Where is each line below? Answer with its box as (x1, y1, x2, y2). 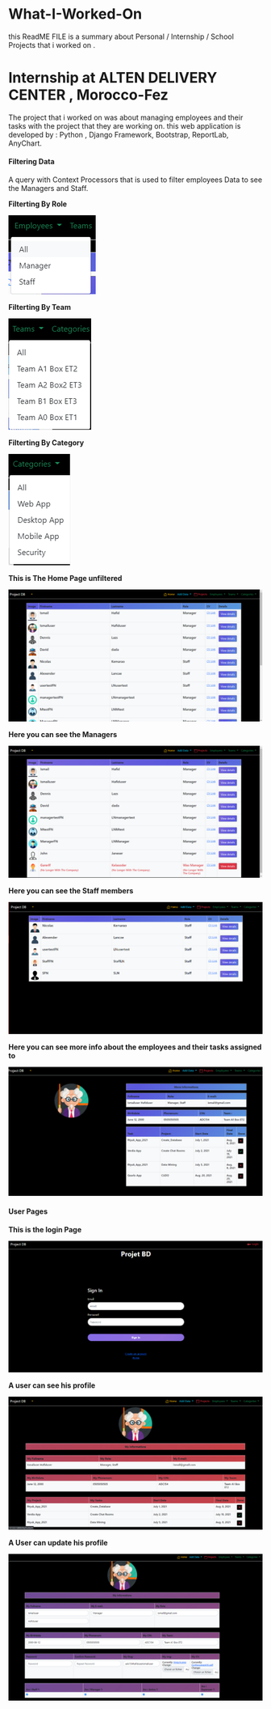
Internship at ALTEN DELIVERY (8, 69, 218, 87)
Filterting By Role (8, 199, 67, 209)
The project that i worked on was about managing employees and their (8, 112, 244, 122)
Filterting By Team (8, 303, 71, 312)
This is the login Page (8, 1225, 82, 1235)
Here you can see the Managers (8, 729, 118, 739)
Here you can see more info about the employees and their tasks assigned (8, 1041, 262, 1052)
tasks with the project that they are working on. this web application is (8, 121, 241, 130)
